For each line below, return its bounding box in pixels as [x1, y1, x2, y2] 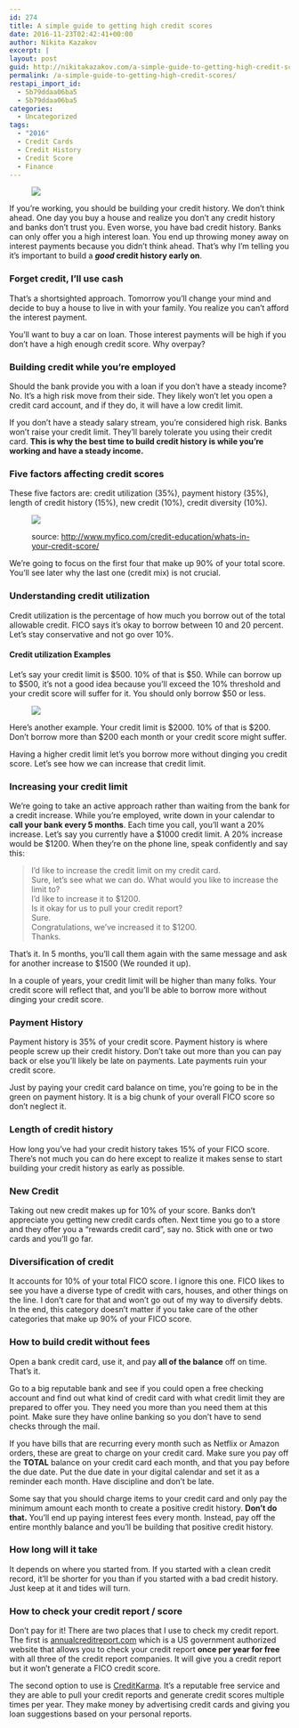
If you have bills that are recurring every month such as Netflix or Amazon [9, 1438, 280, 1448]
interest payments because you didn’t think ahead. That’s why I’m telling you [9, 241, 289, 252]
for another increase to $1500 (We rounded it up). [9, 958, 191, 969]
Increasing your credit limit [9, 780, 128, 792]
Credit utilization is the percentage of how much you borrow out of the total [9, 610, 286, 621]
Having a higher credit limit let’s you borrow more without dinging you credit [9, 749, 287, 759]
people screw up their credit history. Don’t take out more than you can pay [9, 1046, 282, 1057]
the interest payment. [9, 312, 87, 322]
